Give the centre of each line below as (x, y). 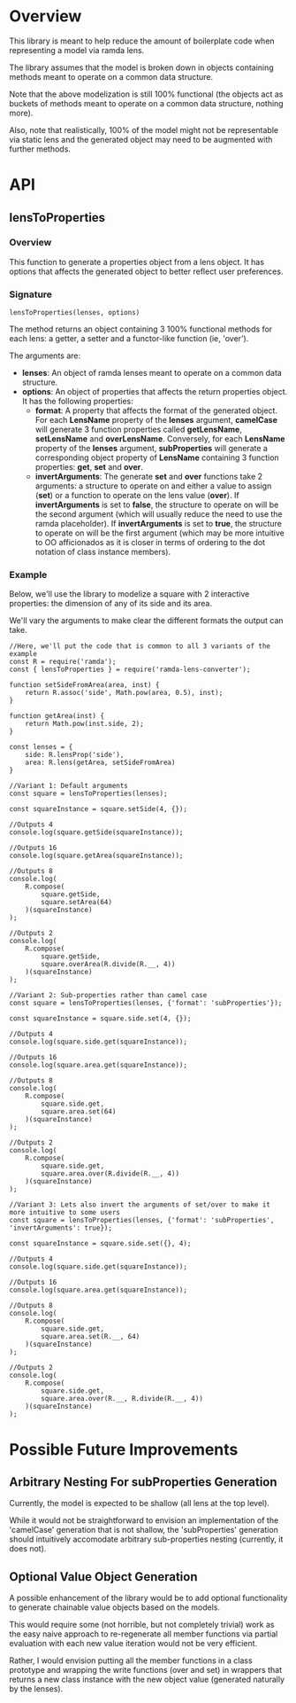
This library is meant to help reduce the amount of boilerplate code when (142, 41)
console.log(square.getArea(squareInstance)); (96, 856)
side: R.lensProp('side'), (75, 755)
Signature (31, 294)
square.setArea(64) (77, 902)
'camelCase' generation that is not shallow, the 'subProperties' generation (144, 1530)
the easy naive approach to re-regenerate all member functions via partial (144, 1634)
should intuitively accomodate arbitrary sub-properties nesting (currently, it (146, 1539)
